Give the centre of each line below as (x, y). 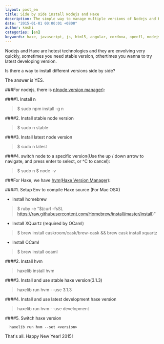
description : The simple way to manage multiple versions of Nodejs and (81, 19)
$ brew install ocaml (37, 252)
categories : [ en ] (23, 32)
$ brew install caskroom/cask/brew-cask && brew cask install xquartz (87, 232)
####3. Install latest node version (39, 137)
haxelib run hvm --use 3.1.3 (44, 290)
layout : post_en (21, 10)
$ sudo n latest (32, 146)
